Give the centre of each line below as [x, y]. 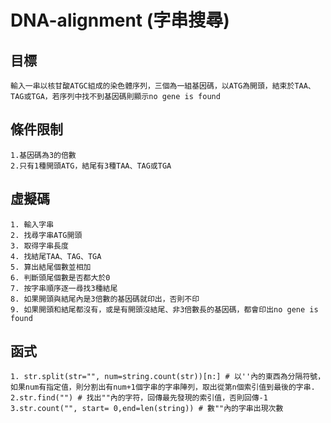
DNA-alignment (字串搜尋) [120, 20]
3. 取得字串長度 [39, 246]
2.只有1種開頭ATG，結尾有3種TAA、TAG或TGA [91, 166]
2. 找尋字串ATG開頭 [46, 235]
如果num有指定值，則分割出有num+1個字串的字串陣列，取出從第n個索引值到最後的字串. [163, 387]
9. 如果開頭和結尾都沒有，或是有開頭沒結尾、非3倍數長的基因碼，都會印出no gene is [164, 309]
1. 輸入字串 [32, 224]
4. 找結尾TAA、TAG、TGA [56, 256]
